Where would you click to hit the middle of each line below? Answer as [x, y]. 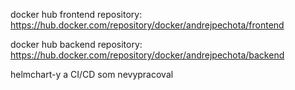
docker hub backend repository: [76, 44]
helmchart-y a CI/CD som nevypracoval [92, 74]
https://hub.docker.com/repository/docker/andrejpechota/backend [147, 55]
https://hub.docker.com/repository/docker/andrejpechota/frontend [147, 25]
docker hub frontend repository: [76, 14]
